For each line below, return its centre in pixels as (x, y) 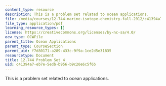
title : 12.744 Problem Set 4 (35, 60)
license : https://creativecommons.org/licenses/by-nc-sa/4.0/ (70, 32)
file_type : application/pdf (34, 23)
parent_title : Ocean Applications (41, 42)
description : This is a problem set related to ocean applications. (77, 14)
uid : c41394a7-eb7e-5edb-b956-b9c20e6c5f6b (51, 64)
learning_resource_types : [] (35, 28)
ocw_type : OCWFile (24, 37)
